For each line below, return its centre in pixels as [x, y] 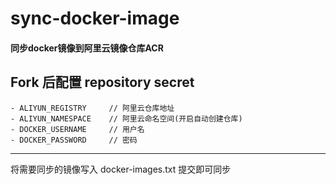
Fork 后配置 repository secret [102, 82]
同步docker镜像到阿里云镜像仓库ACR [87, 48]
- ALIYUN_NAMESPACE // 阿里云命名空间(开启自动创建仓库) [126, 118]
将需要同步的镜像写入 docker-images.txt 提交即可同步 [121, 169]
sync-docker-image [95, 18]
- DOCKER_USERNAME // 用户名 [77, 129]
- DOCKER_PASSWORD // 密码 [74, 140]
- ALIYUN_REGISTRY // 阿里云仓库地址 [92, 108]
